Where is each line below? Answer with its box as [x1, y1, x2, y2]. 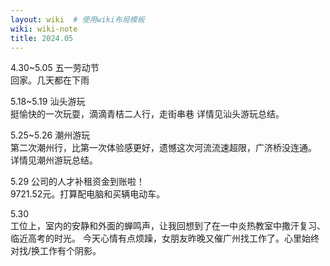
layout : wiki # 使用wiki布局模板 [10, 14, 145, 25]
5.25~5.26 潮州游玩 [10, 129, 91, 141]
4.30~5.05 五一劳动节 [10, 62, 100, 74]
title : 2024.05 [10, 33, 74, 43]
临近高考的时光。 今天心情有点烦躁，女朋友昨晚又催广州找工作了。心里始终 [10, 232, 320, 245]
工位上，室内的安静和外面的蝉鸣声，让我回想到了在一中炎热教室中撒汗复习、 [10, 220, 326, 232]
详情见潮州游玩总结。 [10, 154, 98, 166]
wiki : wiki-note [10, 24, 78, 34]
